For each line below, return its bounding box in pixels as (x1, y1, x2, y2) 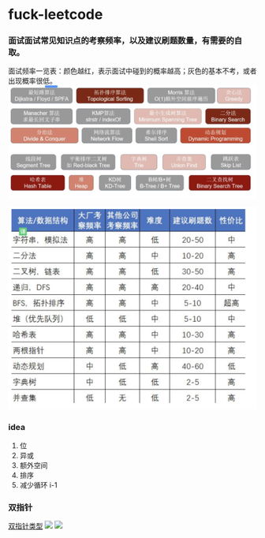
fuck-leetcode (8, 6, 103, 24)
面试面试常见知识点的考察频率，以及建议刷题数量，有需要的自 (8, 35, 243, 47)
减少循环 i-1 (19, 480, 58, 490)
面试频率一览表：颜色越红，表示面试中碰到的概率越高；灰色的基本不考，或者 (8, 66, 257, 76)
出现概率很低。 (8, 77, 57, 86)
